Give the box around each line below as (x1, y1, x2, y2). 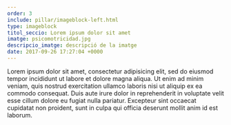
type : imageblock (7, 23, 57, 30)
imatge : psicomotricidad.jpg (7, 36, 91, 43)
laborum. (7, 111, 33, 119)
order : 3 (7, 10, 32, 17)
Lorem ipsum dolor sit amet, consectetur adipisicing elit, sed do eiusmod (7, 67, 214, 76)
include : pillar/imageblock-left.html (7, 16, 119, 23)
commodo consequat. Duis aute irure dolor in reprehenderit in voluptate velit (7, 89, 224, 97)
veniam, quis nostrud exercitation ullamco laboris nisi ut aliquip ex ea (7, 82, 203, 90)
